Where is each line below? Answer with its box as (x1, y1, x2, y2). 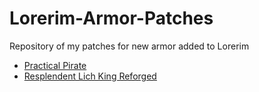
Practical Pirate (23, 59, 87, 71)
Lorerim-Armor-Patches (9, 7, 214, 30)
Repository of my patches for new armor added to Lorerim (9, 40, 250, 52)
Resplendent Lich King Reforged (23, 70, 157, 82)
